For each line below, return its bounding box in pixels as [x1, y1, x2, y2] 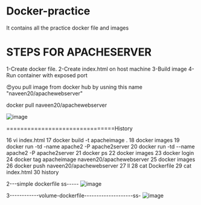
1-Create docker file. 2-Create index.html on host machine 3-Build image [6, 65, 187, 72]
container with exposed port [17, 71, 88, 79]
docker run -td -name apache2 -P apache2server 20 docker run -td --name [6, 143, 195, 150]
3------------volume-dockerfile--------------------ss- [6, 192, 141, 199]
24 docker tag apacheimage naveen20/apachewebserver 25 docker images [6, 156, 196, 163]
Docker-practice [6, 4, 91, 18]
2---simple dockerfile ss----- [6, 180, 79, 188]
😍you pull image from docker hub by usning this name [6, 83, 143, 90]
